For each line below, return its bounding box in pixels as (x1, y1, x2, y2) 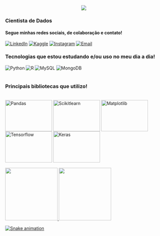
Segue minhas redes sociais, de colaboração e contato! (5, 29, 123, 35)
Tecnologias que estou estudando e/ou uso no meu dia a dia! (5, 53, 156, 60)
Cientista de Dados (5, 17, 52, 24)
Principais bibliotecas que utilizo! (5, 83, 88, 90)
